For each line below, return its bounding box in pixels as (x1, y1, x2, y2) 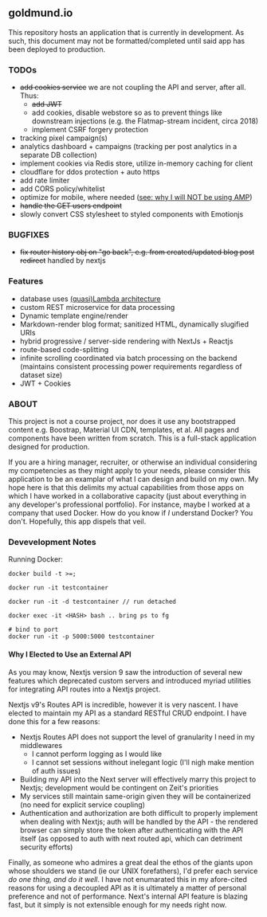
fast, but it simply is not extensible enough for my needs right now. (8, 899, 227, 909)
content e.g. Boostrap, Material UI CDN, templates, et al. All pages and (8, 425, 239, 434)
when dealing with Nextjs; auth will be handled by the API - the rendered (19, 817, 258, 826)
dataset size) (19, 370, 63, 379)
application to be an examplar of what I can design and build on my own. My (8, 474, 259, 484)
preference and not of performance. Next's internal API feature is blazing (8, 892, 249, 901)
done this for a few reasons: (8, 716, 100, 726)
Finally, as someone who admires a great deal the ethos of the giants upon (8, 857, 253, 867)
